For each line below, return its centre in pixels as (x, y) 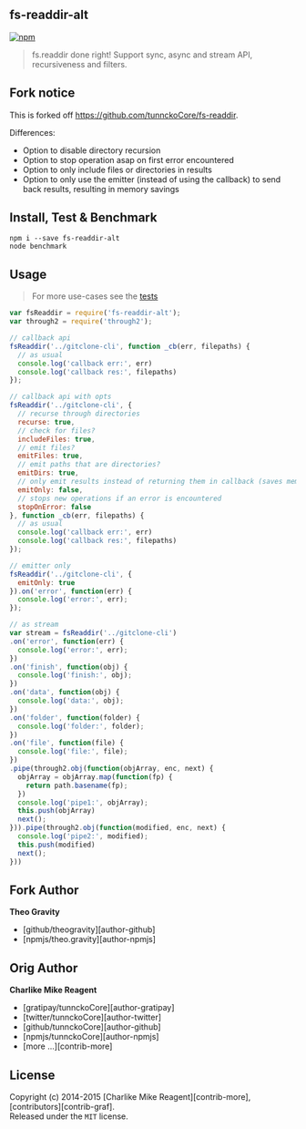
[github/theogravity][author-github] (89, 929)
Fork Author (44, 890)
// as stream (34, 625)
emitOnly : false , (51, 490)
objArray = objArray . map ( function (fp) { (95, 777)
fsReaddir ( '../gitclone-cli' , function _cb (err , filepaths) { (130, 346)
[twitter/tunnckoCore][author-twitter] (92, 1017)
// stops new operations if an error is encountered (120, 498)
